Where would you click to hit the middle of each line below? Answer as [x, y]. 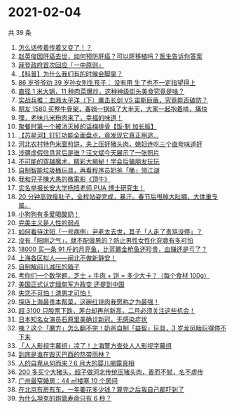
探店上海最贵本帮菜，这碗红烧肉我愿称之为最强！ [89, 302]
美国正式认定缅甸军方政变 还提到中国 [71, 284]
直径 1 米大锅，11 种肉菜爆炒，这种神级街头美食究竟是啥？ [101, 91]
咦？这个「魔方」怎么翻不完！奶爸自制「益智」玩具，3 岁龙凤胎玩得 [116, 328]
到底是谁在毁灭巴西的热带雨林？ [64, 354]
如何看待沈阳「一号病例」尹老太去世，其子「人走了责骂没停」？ [110, 232]
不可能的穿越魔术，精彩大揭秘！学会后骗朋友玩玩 [89, 161]
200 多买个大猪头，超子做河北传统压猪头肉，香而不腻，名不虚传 [111, 372]
